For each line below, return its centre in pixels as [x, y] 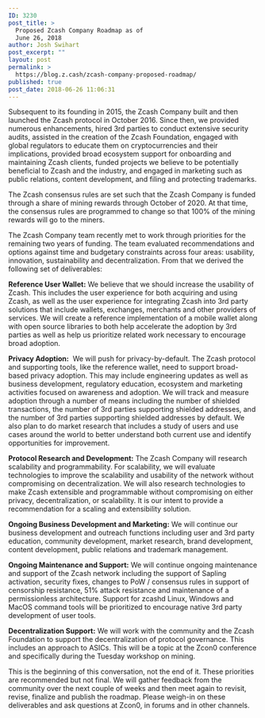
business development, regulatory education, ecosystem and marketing [126, 384]
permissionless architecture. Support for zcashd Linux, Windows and [121, 599]
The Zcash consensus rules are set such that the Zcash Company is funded [132, 194]
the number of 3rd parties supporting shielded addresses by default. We [127, 418]
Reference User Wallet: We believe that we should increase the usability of [131, 284]
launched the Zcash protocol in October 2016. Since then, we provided [124, 121]
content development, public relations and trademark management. [118, 550]
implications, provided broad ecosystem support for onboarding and [120, 154]
